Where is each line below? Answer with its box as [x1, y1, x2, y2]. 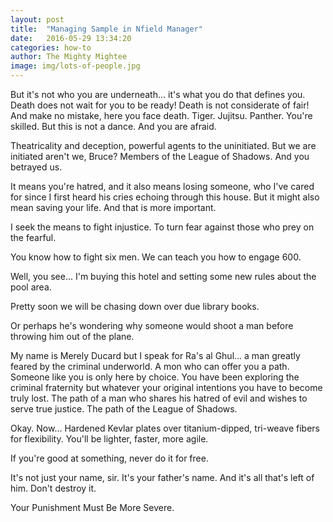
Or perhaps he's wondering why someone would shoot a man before [10, 320, 294, 331]
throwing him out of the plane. [10, 331, 135, 342]
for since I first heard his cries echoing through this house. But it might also [10, 191, 320, 203]
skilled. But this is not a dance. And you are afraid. [10, 121, 217, 132]
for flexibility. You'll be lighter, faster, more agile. [10, 433, 209, 445]
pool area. [10, 281, 52, 293]
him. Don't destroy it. [10, 482, 97, 494]
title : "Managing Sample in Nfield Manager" [10, 24, 203, 34]
